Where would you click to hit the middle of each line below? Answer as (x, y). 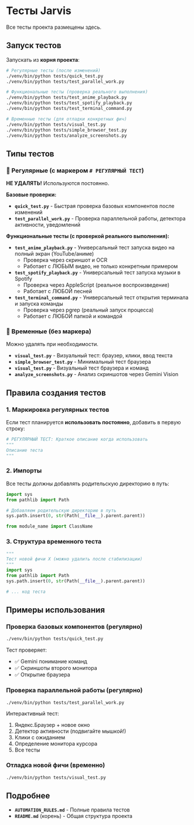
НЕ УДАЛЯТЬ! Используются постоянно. (58, 183)
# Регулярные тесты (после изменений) (53, 71)
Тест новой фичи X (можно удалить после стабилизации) (74, 559)
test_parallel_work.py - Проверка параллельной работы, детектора (100, 219)
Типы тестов (30, 154)
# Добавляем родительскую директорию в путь (61, 510)
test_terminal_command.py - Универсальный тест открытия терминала (101, 297)
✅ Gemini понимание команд (51, 662)
